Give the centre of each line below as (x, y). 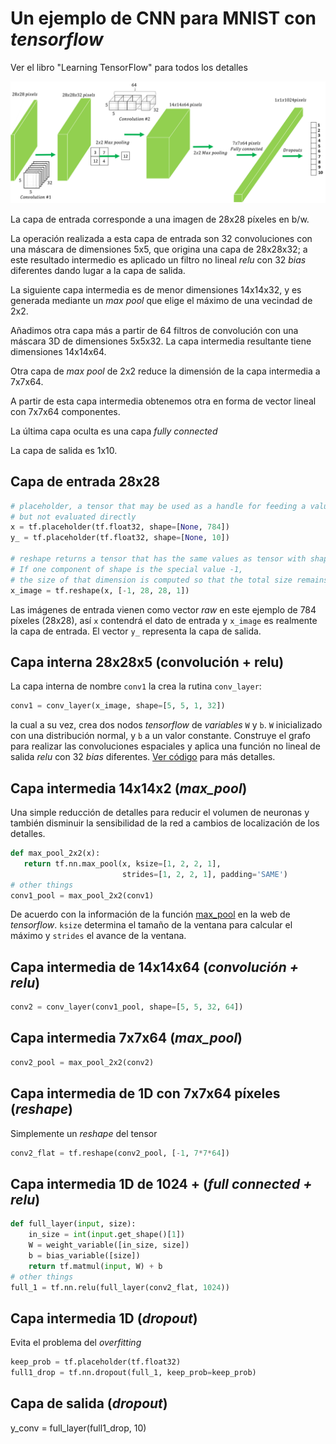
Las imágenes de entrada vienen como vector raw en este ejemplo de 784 (163, 609)
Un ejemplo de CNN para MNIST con (163, 18)
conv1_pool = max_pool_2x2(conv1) (82, 895)
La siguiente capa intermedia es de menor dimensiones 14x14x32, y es (156, 289)
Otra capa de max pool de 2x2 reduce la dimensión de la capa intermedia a (165, 371)
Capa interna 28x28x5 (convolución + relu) (147, 662)
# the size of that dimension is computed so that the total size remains (169, 580)
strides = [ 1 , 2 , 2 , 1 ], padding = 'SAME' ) (204, 874)
